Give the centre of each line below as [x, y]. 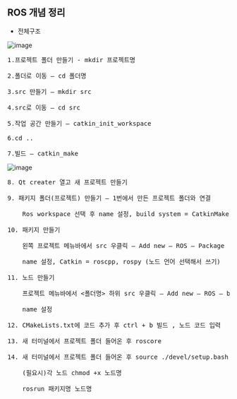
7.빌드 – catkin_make [43, 153]
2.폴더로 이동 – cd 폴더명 [47, 76]
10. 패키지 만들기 [34, 230]
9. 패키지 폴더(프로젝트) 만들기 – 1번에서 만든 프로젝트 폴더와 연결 [109, 198]
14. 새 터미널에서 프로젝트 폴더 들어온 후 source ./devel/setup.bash [118, 357]
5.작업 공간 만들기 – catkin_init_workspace [79, 123]
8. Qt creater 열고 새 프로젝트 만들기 [68, 182]
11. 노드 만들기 [31, 277]
